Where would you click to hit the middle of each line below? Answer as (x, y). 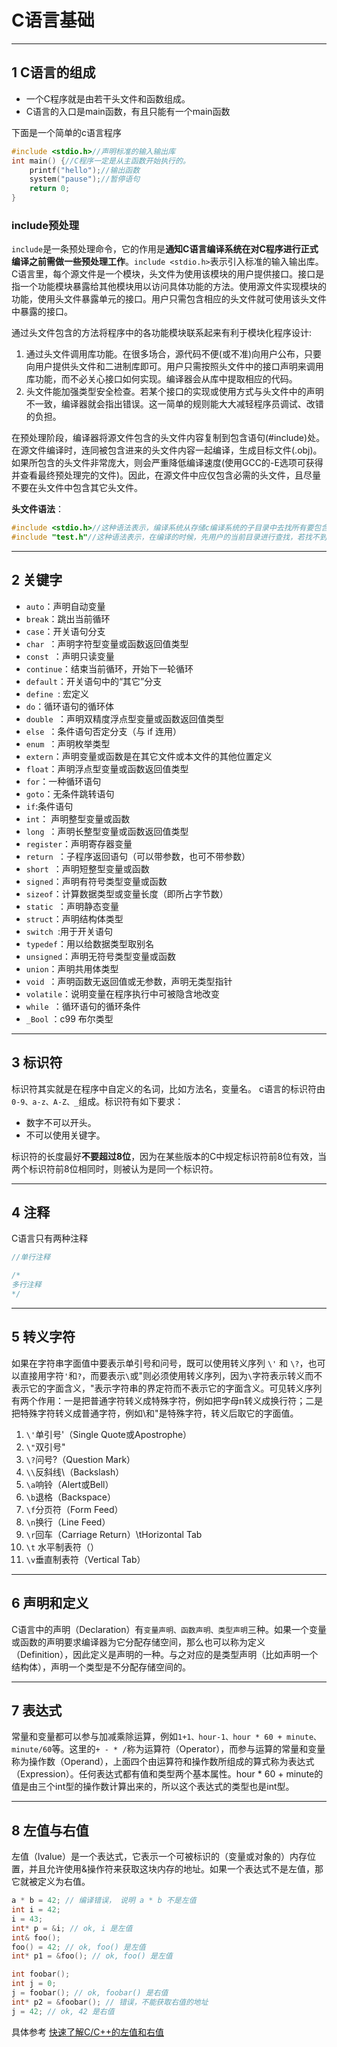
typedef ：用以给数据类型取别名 (89, 943)
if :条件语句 (49, 806)
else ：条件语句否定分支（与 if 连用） (104, 731)
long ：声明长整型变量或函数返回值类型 (107, 831)
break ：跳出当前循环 (68, 618)
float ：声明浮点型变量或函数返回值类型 (107, 768)
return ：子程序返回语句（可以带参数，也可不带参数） (138, 856)
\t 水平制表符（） (62, 1547)
